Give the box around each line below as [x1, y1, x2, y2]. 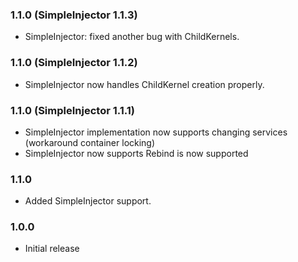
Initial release [24, 243, 80, 255]
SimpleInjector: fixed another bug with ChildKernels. [24, 31, 240, 43]
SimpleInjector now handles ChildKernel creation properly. [24, 78, 265, 90]
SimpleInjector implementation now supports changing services [24, 126, 288, 138]
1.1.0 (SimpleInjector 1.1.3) [10, 8, 138, 22]
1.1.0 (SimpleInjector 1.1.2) [10, 56, 138, 70]
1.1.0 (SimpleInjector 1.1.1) [10, 103, 135, 117]
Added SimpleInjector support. [24, 195, 152, 207]
